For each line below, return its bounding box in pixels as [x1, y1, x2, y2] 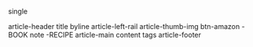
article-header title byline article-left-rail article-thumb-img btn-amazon [8, 22, 240, 31]
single [8, 7, 28, 16]
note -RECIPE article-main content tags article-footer [29, 31, 202, 39]
